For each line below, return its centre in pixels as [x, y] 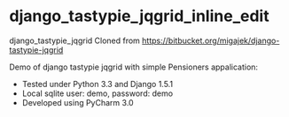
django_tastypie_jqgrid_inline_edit [139, 16]
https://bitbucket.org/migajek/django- [211, 40]
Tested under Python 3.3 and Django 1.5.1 [98, 84]
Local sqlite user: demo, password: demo [98, 93]
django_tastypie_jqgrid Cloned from [74, 40]
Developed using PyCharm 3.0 [78, 102]
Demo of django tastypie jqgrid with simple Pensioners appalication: [134, 67]
